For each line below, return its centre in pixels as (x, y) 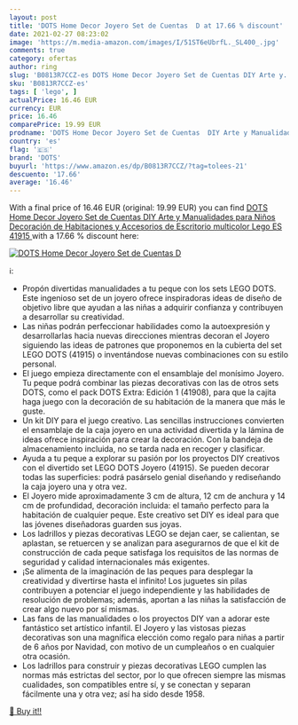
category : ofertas (43, 59)
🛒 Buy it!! (26, 712)
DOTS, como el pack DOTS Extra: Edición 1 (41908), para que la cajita (149, 392)
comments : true (37, 51)
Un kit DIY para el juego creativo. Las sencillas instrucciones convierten (153, 421)
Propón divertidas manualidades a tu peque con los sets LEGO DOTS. (149, 288)
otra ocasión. (46, 657)
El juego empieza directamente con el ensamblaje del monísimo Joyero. (153, 374)
